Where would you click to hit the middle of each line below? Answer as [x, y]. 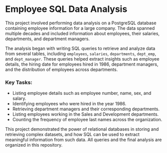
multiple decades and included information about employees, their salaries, [83, 33]
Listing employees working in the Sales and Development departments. [85, 114]
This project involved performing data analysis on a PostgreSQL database [81, 23]
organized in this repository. [34, 145]
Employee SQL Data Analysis [66, 9]
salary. [19, 98]
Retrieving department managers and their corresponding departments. [86, 109]
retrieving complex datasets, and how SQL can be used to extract [72, 135]
